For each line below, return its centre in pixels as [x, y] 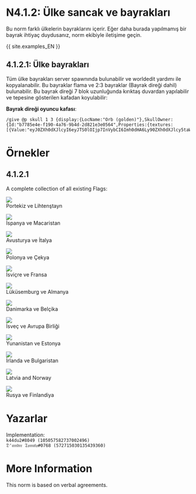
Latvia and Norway [29, 378]
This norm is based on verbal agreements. [57, 485]
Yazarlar [27, 418]
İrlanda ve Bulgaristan [32, 361]
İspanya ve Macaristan [33, 223]
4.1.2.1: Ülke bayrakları [48, 65]
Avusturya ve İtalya [29, 240]
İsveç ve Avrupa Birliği [33, 326]
